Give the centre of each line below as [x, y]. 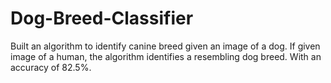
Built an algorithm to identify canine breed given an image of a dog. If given [165, 46]
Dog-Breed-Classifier [102, 18]
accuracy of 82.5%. [51, 67]
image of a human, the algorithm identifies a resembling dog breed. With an [166, 56]
